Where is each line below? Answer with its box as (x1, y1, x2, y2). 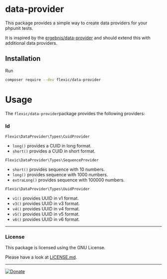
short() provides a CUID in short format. (12, 148, 96, 154)
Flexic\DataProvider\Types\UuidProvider (5, 186, 90, 192)
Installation (5, 55, 41, 63)
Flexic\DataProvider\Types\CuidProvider (5, 134, 90, 139)
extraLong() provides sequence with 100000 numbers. (12, 177, 125, 183)
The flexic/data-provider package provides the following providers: (5, 110, 145, 116)
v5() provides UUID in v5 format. (12, 211, 80, 217)
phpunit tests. (5, 25, 33, 31)
